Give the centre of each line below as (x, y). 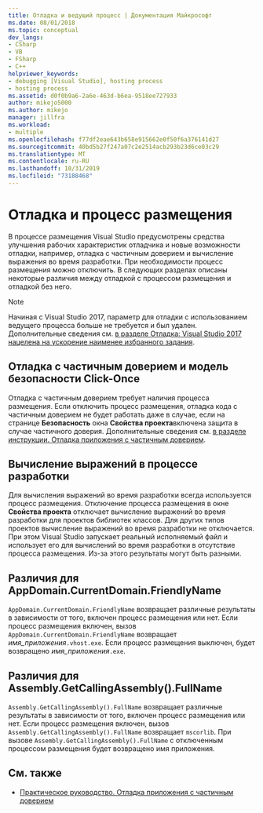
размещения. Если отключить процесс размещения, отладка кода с (123, 406)
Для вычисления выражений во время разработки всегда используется (130, 495)
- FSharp (22, 60)
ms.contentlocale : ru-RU (49, 162)
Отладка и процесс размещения (121, 215)
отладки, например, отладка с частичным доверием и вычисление (121, 253)
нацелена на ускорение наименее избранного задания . (101, 341)
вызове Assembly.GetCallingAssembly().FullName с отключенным (116, 740)
